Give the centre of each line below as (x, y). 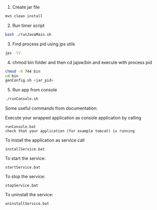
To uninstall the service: (29, 195)
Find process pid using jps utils (43, 44)
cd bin (12, 76)
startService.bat (23, 167)
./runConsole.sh (22, 99)
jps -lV (13, 53)
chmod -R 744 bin (23, 71)
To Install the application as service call (45, 140)
